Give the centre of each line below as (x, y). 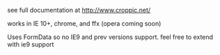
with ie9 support (31, 44)
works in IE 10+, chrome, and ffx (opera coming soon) (84, 23)
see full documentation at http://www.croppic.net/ (79, 10)
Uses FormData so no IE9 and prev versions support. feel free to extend (110, 37)
